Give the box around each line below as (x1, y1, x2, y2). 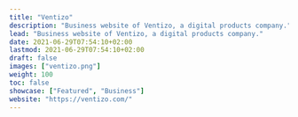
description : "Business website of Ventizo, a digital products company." (9, 21, 292, 30)
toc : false (9, 78, 50, 87)
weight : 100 (9, 70, 53, 79)
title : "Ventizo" (9, 12, 74, 22)
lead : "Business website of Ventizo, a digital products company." (9, 29, 264, 38)
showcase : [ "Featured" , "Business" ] (9, 86, 145, 95)
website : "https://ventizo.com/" (9, 94, 133, 104)
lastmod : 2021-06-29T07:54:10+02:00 (9, 46, 145, 55)
